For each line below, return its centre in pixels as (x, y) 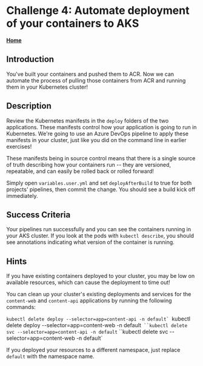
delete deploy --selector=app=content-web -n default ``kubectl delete (97, 325)
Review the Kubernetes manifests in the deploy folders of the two (88, 120)
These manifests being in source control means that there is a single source (101, 158)
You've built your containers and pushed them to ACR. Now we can (90, 74)
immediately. (22, 195)
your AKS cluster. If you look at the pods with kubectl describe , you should (100, 236)
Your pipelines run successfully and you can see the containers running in (99, 229)
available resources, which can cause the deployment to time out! (88, 282)
